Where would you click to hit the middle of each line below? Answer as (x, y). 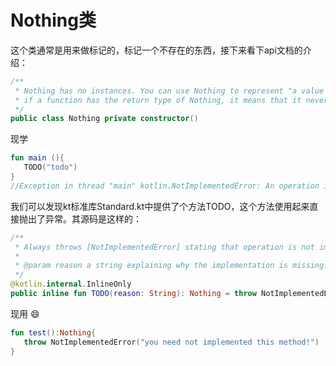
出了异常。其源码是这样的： (84, 218)
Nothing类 (53, 20)
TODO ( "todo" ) (50, 167)
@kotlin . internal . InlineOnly (71, 284)
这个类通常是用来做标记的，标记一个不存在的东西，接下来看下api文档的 (156, 50)
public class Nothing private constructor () (104, 119)
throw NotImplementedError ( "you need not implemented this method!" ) (171, 342)
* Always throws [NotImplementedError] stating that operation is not (164, 247)
